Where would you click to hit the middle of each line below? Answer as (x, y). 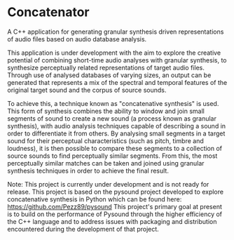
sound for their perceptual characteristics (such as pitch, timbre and (106, 140)
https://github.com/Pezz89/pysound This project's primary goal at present (115, 206)
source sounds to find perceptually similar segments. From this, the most (112, 156)
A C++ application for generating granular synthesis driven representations (116, 32)
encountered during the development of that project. (83, 229)
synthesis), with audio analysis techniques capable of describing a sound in (117, 126)
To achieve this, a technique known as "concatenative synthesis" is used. (113, 103)
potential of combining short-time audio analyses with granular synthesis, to (117, 60)
